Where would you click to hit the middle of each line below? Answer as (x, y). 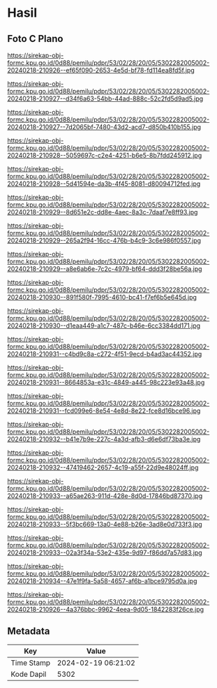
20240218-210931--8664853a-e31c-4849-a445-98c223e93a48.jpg (106, 382)
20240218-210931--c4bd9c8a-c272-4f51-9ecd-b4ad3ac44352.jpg (105, 354)
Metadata (29, 631)
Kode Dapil (29, 674)
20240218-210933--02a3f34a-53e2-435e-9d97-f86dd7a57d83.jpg (105, 552)
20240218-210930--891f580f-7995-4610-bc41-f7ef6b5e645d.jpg (102, 297)
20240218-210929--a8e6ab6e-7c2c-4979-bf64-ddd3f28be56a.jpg (105, 269)
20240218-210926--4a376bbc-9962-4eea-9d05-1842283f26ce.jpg (106, 609)
